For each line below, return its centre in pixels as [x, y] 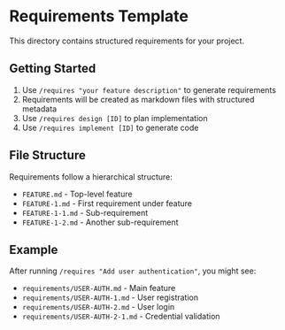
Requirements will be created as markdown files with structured [138, 99]
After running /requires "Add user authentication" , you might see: [133, 271]
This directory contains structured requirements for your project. [127, 41]
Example [34, 249]
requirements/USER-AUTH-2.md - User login [98, 307]
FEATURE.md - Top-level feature [77, 194]
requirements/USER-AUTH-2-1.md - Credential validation [121, 317]
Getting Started [53, 69]
